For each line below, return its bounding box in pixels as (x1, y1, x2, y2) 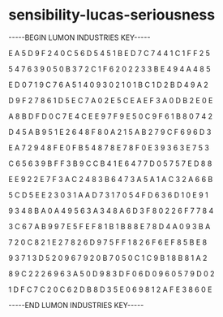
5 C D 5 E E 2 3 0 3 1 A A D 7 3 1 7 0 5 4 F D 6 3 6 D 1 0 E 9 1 (8, 189, 208, 200)
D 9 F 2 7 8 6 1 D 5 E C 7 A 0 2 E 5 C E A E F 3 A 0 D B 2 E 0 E (8, 95, 213, 105)
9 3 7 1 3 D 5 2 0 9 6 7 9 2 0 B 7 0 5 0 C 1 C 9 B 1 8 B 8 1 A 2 (8, 253, 208, 263)
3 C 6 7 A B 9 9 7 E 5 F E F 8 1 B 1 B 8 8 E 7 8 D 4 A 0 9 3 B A (8, 221, 211, 231)
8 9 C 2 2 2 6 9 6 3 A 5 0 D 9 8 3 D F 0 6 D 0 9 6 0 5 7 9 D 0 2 (8, 268, 215, 278)
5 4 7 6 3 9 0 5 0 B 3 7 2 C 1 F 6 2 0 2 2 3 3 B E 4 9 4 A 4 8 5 (8, 63, 211, 74)
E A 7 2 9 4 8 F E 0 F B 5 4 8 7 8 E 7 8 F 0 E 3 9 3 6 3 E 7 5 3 (8, 142, 209, 152)
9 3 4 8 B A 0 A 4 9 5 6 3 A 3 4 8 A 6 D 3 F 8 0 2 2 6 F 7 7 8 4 (8, 206, 214, 215)
